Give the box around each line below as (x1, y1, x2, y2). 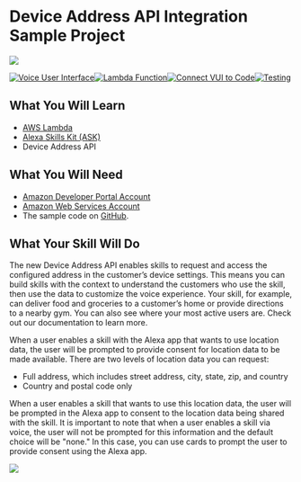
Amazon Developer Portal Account (22, 191, 151, 201)
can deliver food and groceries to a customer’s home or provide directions (9, 299, 285, 309)
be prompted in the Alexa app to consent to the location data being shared (9, 407, 285, 419)
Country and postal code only (22, 380, 133, 392)
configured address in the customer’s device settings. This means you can (9, 270, 286, 281)
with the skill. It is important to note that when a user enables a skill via (9, 417, 271, 428)
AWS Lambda (22, 121, 74, 132)
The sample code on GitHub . (22, 210, 129, 221)
